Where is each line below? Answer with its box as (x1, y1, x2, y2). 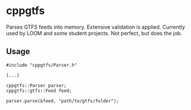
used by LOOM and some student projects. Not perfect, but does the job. (6, 29, 183, 36)
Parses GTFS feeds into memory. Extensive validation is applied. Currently (6, 23, 186, 30)
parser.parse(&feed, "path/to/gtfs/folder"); (6, 98, 119, 104)
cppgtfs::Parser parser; (6, 82, 67, 88)
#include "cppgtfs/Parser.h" (6, 62, 77, 68)
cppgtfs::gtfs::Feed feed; (6, 88, 72, 94)
